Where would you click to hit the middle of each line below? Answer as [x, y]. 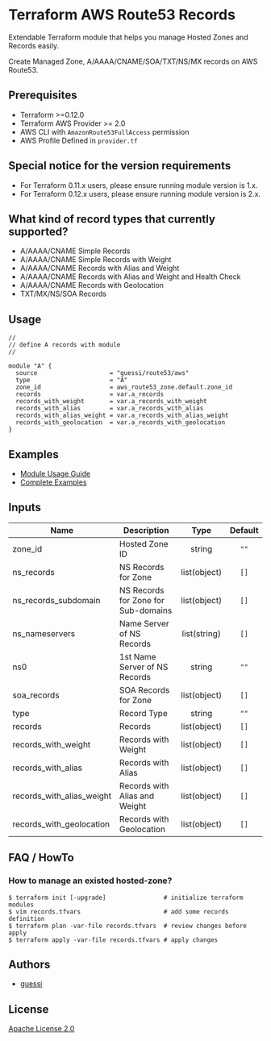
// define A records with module [65, 345]
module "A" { [30, 366]
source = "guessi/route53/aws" [102, 373]
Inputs [25, 508]
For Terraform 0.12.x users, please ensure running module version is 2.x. [140, 194]
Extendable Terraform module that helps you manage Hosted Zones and [128, 37]
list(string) [202, 633]
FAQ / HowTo [41, 858]
